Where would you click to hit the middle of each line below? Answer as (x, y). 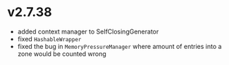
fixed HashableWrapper (49, 38)
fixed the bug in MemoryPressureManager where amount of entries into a (119, 46)
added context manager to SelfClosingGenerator (88, 31)
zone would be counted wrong (62, 54)
